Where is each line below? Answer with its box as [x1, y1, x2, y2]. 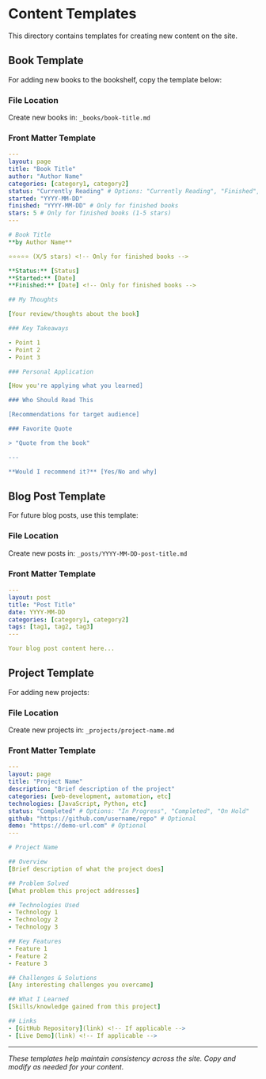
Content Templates [8, 5, 137, 23]
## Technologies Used [8, 901, 80, 909]
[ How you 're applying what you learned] [8, 382, 144, 390]
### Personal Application [8, 367, 93, 376]
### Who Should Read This [8, 397, 93, 405]
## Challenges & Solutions [8, 974, 97, 982]
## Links [8, 1017, 37, 1025]
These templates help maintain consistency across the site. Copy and [8, 1054, 236, 1063]
